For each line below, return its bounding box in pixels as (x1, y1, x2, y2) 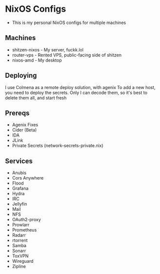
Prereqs (5, 109, 30, 117)
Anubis (12, 170, 27, 176)
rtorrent (12, 237, 28, 243)
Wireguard (12, 258, 34, 264)
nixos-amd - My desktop (12, 57, 62, 63)
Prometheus (12, 227, 37, 233)
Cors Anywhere (12, 175, 44, 181)
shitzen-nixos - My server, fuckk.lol (12, 46, 84, 52)
